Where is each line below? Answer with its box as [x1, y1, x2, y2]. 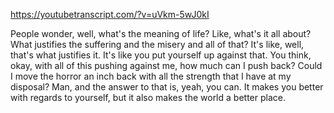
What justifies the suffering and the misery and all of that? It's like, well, [10, 39, 305, 50]
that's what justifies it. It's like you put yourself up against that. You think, [10, 49, 312, 61]
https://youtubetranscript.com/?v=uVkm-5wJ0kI [10, 9, 210, 20]
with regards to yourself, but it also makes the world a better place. [10, 92, 286, 103]
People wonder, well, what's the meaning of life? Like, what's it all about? [10, 28, 312, 39]
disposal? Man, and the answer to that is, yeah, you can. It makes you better [10, 81, 324, 93]
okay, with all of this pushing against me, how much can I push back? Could [10, 60, 323, 71]
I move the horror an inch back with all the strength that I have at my [10, 70, 292, 82]
